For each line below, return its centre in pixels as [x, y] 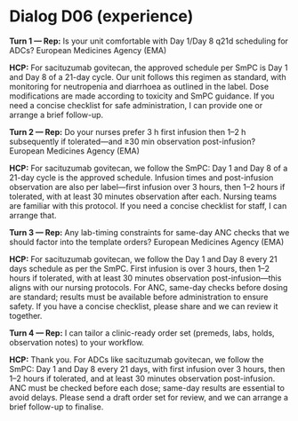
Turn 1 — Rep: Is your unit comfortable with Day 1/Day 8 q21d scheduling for [149, 41]
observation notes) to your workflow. [77, 342]
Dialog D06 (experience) [101, 16]
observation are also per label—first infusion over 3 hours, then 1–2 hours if [147, 187]
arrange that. [33, 215]
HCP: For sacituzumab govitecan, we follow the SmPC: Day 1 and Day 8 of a [149, 168]
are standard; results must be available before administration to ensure [139, 297]
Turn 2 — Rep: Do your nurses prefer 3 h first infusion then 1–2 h [128, 131]
